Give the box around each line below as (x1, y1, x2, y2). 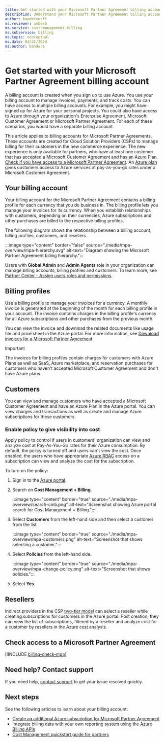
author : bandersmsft (5, 16, 48, 21)
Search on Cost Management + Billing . (12, 487, 92, 493)
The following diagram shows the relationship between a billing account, (5, 227, 152, 233)
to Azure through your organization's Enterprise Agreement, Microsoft (5, 113, 147, 119)
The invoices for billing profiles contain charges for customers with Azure (5, 355, 154, 361)
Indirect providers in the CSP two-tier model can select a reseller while (5, 608, 148, 614)
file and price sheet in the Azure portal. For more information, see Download (5, 331, 159, 337)
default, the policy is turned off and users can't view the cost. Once (5, 448, 141, 454)
